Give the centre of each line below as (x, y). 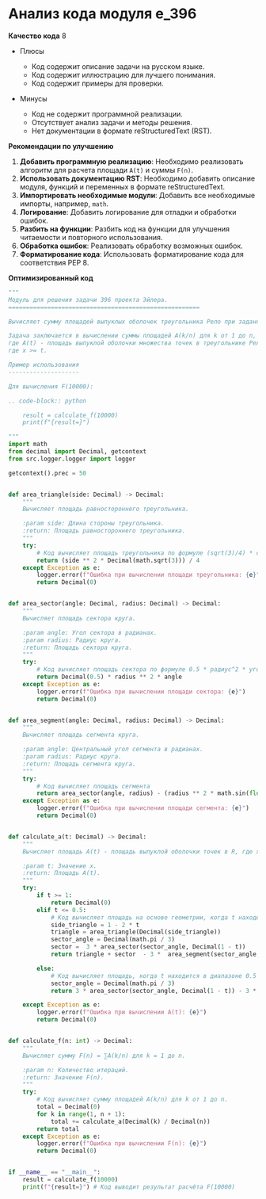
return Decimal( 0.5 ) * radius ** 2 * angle (109, 677)
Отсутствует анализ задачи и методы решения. (112, 122)
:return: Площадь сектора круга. (78, 647)
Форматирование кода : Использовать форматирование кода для (131, 254)
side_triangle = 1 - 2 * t (95, 925)
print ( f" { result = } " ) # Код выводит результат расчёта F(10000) (129, 1187)
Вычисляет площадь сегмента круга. (81, 735)
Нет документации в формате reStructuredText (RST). (122, 131)
